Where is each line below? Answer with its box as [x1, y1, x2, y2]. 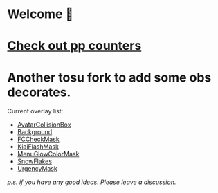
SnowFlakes [17, 157, 53, 165]
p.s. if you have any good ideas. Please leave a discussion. [7, 178, 176, 186]
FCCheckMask [17, 135, 60, 144]
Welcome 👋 [7, 6, 74, 22]
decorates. [7, 84, 71, 100]
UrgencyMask [17, 165, 57, 173]
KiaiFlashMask [17, 143, 59, 151]
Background [17, 128, 53, 136]
